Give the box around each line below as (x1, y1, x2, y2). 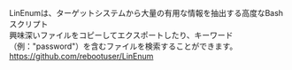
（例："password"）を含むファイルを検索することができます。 (9, 41, 238, 51)
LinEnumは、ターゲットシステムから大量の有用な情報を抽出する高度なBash (9, 8, 284, 18)
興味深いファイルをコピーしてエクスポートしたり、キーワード (9, 30, 234, 40)
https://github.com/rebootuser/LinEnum (9, 51, 154, 61)
